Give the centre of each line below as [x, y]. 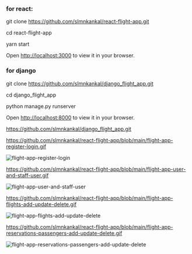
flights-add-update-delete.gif [41, 204]
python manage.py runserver [41, 106]
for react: [20, 9]
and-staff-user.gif [27, 175]
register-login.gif [26, 146]
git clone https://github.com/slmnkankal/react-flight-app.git [78, 22]
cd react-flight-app [29, 33]
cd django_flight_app [31, 95]
